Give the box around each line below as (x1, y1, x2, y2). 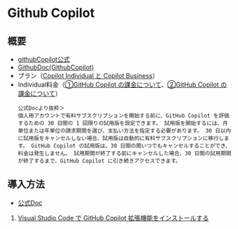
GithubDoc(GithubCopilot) (17, 63, 94, 72)
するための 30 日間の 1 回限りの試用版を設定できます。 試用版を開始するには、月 (17, 120, 229, 127)
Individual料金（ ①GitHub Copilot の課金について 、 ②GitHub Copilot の (17, 80, 227, 89)
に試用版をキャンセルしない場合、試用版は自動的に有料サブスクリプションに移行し (17, 135, 225, 142)
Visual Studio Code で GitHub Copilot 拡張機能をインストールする (17, 213, 210, 222)
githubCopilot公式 (17, 55, 70, 63)
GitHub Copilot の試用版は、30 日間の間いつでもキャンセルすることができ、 (31, 143, 231, 150)
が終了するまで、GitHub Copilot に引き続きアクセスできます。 (17, 157, 181, 164)
